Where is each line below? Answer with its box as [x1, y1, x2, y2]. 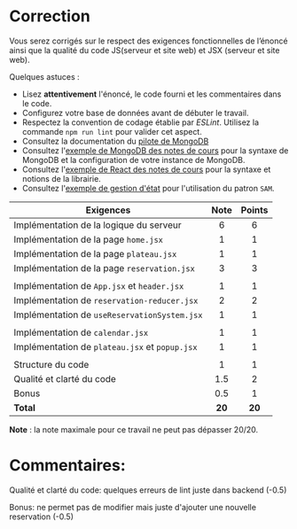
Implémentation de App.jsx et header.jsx [13, 279, 184, 292]
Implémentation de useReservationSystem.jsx [13, 308, 203, 321]
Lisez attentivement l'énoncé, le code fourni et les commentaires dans [21, 89, 282, 99]
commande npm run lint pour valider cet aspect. [21, 126, 202, 136]
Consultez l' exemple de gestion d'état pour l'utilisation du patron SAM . [21, 183, 275, 193]
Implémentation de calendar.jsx [13, 326, 149, 338]
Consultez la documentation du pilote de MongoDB [21, 136, 209, 146]
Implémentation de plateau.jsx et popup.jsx [13, 340, 198, 353]
